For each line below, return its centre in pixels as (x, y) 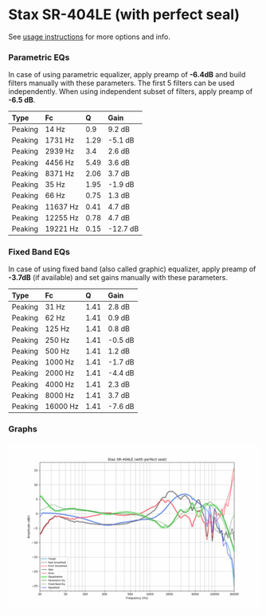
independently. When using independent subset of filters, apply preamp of (131, 92)
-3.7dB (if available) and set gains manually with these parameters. (118, 278)
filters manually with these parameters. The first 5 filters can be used (121, 83)
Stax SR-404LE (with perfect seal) (124, 15)
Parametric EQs (39, 57)
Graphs (23, 429)
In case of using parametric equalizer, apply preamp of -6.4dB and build (127, 75)
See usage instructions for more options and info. (90, 37)
